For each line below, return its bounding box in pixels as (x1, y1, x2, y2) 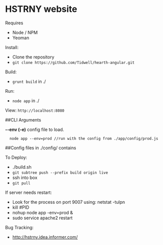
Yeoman (12, 35, 30, 41)
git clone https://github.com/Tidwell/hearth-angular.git (12, 60, 135, 65)
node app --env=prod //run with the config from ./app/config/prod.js (9, 136, 159, 141)
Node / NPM (12, 29, 38, 35)
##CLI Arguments (5, 117, 41, 122)
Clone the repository (12, 54, 54, 60)
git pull (12, 181, 31, 185)
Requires (5, 20, 23, 26)
